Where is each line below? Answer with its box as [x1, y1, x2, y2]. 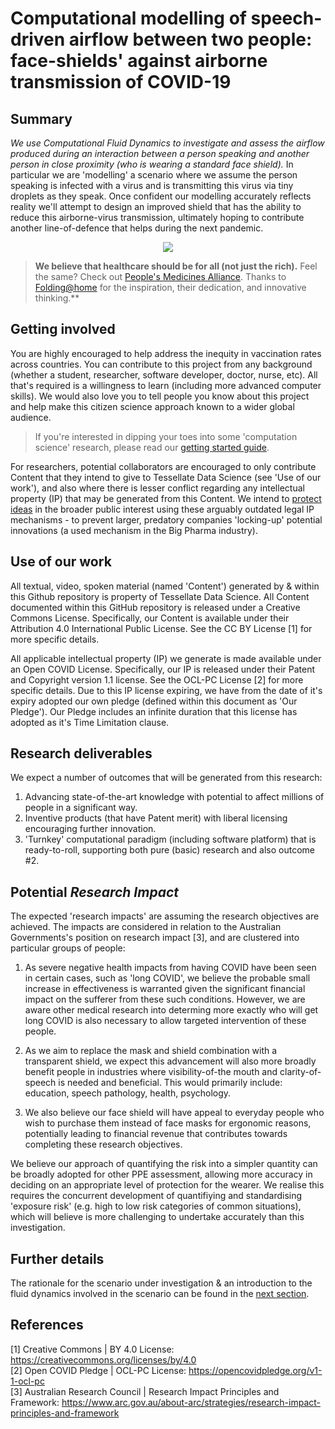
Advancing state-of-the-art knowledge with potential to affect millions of [24, 791, 325, 803]
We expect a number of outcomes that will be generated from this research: [10, 772, 323, 784]
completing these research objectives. [24, 1138, 183, 1151]
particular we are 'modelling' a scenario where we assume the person [10, 169, 298, 181]
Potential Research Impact [10, 883, 179, 901]
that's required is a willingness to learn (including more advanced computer [10, 379, 322, 391]
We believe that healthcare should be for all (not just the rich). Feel [34, 260, 318, 272]
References [10, 1317, 84, 1334]
